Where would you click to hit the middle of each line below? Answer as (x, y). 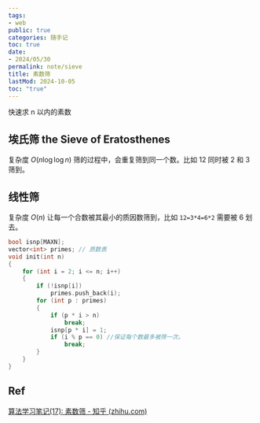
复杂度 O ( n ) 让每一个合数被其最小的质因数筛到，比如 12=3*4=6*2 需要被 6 (126, 217)
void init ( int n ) (37, 257)
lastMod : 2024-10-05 (42, 81)
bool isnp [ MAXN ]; (37, 242)
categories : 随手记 (38, 37)
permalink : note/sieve (45, 67)
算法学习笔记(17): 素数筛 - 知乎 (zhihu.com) (78, 411)
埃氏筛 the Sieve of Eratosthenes (89, 139)
